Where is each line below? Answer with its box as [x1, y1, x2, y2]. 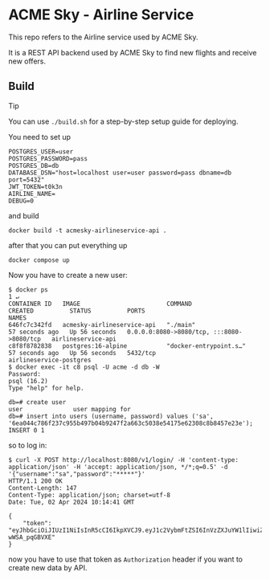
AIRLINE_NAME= [8, 190, 56, 198]
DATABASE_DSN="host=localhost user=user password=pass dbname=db [8, 169, 231, 177]
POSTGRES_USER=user [8, 147, 74, 156]
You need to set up [8, 132, 71, 141]
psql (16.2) [8, 377, 48, 385]
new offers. [8, 56, 47, 66]
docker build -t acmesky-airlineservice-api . [8, 227, 167, 235]
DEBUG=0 [8, 197, 35, 205]
